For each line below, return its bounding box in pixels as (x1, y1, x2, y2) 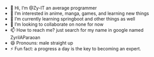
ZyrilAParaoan (10, 34, 40, 41)
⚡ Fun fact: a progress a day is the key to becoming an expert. (10, 46, 142, 51)
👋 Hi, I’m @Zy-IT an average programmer (10, 5, 97, 11)
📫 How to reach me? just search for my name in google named (10, 27, 144, 33)
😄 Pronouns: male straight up (10, 40, 73, 46)
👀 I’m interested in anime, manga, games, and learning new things (10, 10, 149, 16)
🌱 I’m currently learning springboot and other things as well (10, 16, 136, 22)
